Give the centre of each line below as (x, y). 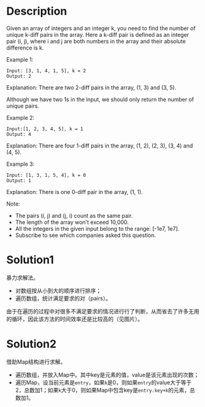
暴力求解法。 (22, 277)
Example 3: (20, 164)
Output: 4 (19, 134)
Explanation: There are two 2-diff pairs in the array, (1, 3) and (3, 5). (91, 88)
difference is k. (25, 48)
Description (37, 11)
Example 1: (20, 59)
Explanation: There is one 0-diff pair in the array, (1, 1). (75, 192)
